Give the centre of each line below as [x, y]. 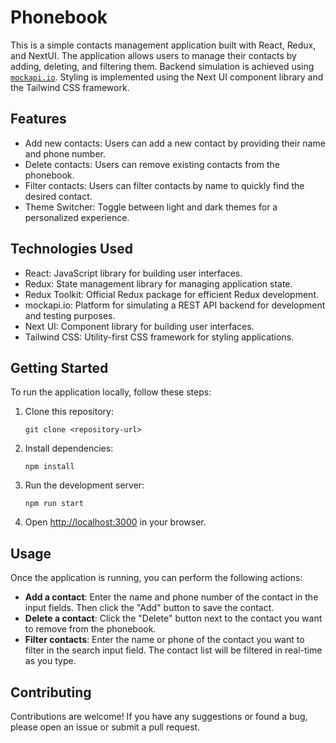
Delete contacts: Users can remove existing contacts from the [152, 164]
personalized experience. [77, 217]
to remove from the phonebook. [90, 629]
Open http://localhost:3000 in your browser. [115, 522]
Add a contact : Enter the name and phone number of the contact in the [171, 597]
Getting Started [59, 367]
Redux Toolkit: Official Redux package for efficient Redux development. [171, 294]
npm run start [54, 504]
